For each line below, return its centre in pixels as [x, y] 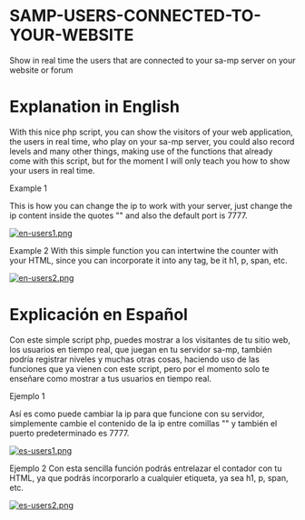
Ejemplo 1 [27, 395]
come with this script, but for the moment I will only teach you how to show [150, 161]
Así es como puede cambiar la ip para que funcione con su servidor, [137, 414]
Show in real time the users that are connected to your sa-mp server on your [152, 60]
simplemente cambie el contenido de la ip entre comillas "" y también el [143, 423]
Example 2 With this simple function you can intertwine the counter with [144, 250]
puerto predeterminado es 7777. [69, 433]
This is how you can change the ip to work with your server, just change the [151, 205]
